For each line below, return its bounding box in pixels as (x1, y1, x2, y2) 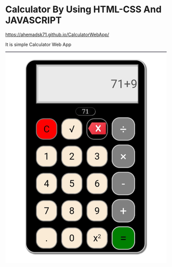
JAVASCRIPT (5, 14, 62, 26)
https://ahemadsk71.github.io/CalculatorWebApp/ (5, 31, 110, 37)
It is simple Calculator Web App (5, 41, 72, 47)
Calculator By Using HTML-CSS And (5, 4, 162, 15)
